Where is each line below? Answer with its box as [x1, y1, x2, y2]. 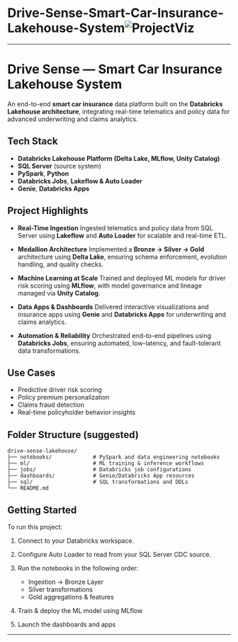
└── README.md [7, 485, 50, 492]
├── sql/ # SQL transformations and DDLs [7, 478, 189, 486]
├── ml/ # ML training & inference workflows [7, 460, 204, 467]
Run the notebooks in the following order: [17, 563, 139, 572]
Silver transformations [28, 585, 93, 593]
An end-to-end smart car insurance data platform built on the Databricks [7, 99, 223, 108]
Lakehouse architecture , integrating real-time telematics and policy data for [7, 107, 230, 116]
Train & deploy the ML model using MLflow [17, 606, 143, 614]
